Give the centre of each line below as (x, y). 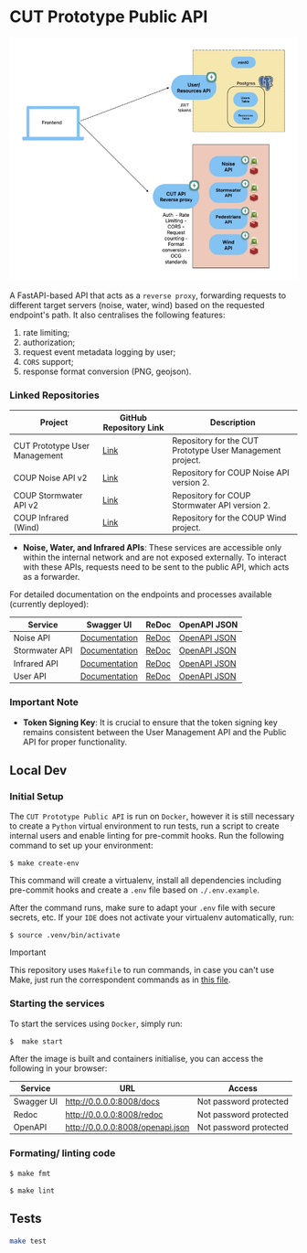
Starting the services (57, 1003)
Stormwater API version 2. (222, 505)
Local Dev (38, 771)
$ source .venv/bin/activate (65, 936)
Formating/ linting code (63, 1153)
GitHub (133, 417)
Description (233, 423)
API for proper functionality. (75, 742)
